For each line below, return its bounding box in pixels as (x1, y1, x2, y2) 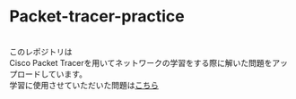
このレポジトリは (9, 46, 73, 57)
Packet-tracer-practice (9, 6, 186, 27)
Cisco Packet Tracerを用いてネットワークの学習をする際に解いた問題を (9, 57, 273, 68)
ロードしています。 (16, 69, 88, 79)
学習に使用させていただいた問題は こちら (9, 79, 159, 90)
